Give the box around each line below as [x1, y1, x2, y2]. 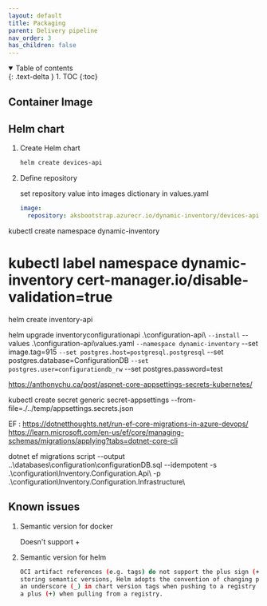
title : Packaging [8, 19, 66, 27]
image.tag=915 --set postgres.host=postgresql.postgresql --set [8, 347, 224, 357]
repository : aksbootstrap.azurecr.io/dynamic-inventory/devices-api [27, 212, 260, 220]
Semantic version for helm [19, 552, 107, 562]
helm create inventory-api [8, 314, 93, 324]
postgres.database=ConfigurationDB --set [8, 355, 149, 365]
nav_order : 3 [8, 34, 52, 42]
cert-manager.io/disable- [77, 271, 249, 289]
